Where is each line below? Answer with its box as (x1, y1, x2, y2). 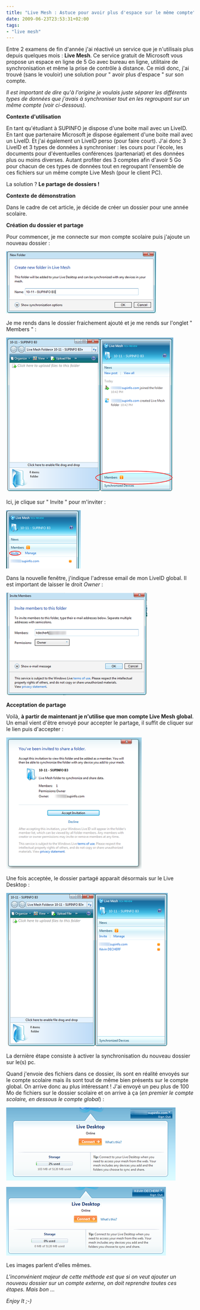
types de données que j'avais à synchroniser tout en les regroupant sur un (6, 95, 189, 103)
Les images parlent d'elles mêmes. (6, 1262, 92, 1269)
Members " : (6, 326, 37, 333)
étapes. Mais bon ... (6, 1286, 55, 1293)
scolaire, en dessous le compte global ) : (6, 1096, 105, 1103)
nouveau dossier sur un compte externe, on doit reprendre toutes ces (6, 1280, 177, 1287)
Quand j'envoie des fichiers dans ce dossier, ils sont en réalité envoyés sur (6, 1070, 189, 1077)
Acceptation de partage (6, 701, 67, 708)
